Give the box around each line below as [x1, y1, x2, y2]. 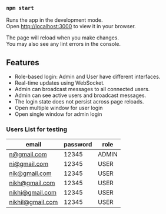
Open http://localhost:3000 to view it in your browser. [6, 23, 137, 30]
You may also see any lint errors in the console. [6, 41, 121, 48]
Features [6, 58, 39, 68]
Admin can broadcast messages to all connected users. [14, 86, 150, 93]
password [64, 141, 92, 149]
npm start [6, 5, 34, 11]
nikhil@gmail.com [9, 198, 58, 206]
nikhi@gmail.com [9, 189, 57, 197]
